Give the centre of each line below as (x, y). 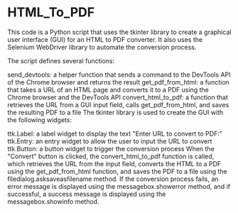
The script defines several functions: (61, 60)
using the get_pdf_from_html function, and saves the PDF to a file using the (117, 171)
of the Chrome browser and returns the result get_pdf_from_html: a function (118, 82)
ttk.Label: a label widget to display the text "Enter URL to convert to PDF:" (115, 133)
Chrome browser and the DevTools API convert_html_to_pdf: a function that (118, 97)
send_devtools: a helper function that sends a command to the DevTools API (119, 75)
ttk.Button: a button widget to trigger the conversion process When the (111, 148)
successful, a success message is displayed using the (87, 194)
